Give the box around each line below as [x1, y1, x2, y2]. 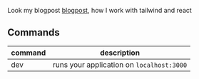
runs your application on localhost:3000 [52, 60, 188, 70]
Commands [7, 26, 61, 38]
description [99, 48, 141, 58]
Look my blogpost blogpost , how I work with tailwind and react [7, 6, 193, 14]
